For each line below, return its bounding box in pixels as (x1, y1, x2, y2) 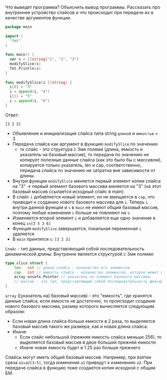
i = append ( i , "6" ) (9, 98, 50, 103)
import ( (5, 33, 23, 39)
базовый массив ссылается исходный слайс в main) (12, 189, 124, 194)
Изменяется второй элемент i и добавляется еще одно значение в (12, 215, 156, 221)
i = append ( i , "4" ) (9, 89, 50, 94)
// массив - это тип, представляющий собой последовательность (14, 279, 148, 284)
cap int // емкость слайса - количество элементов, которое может (14, 270, 159, 275)
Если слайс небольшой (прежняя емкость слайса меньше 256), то (19, 334, 162, 340)
